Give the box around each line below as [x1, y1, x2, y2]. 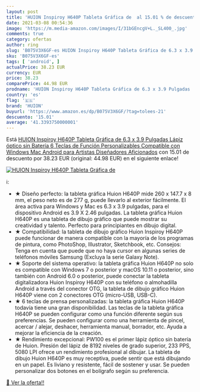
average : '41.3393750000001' [6, 120, 79, 126]
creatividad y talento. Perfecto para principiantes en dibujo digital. [14, 222, 177, 229]
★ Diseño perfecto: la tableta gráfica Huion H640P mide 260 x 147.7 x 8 [14, 190, 192, 197]
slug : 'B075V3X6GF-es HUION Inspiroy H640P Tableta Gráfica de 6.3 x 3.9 [6, 48, 193, 54]
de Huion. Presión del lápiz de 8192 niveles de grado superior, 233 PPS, [14, 342, 192, 349]
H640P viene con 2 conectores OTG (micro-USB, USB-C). [14, 291, 158, 298]
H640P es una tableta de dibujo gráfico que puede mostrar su [14, 216, 167, 223]
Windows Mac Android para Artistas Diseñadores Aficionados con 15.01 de [6, 148, 189, 155]
